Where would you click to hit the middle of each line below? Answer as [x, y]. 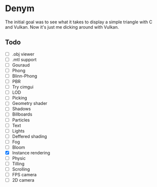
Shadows [21, 109]
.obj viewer [23, 54]
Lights [18, 131]
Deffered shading [29, 136]
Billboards [22, 114]
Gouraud [21, 65]
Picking [20, 98]
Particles [21, 120]
